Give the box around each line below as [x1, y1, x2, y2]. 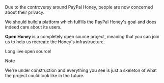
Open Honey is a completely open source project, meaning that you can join [5, 34, 160, 39]
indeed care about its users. [5, 24, 62, 30]
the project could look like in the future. [5, 73, 84, 78]
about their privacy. [5, 9, 45, 15]
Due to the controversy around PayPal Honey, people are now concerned [5, 4, 153, 10]
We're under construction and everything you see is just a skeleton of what [5, 67, 157, 73]
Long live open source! [5, 49, 52, 54]
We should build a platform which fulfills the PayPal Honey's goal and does [5, 19, 157, 25]
